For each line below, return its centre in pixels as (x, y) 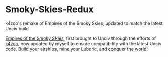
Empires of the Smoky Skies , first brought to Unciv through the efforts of (81, 38)
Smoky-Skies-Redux (50, 9)
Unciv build (17, 28)
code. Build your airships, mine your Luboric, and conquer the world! (76, 49)
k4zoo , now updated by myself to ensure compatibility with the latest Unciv (83, 43)
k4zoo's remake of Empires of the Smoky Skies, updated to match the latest (84, 23)
